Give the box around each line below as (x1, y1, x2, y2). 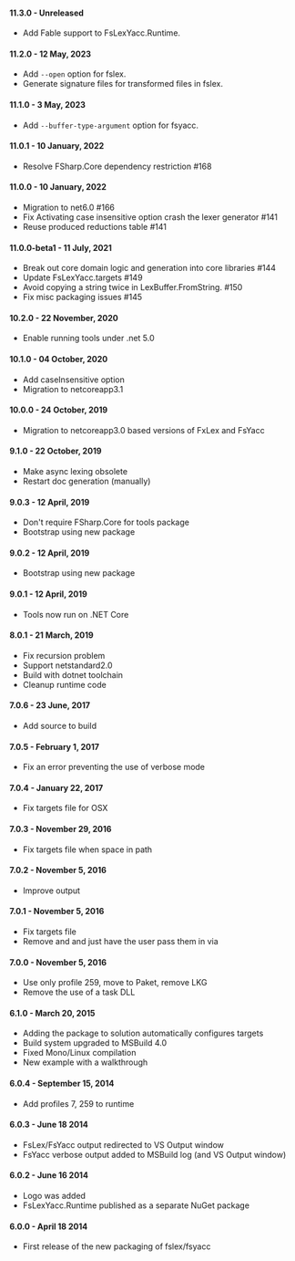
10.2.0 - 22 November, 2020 (9, 312, 118, 323)
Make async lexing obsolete (22, 466, 128, 477)
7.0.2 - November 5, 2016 (9, 865, 107, 876)
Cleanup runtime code (22, 679, 107, 690)
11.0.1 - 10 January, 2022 (9, 141, 105, 151)
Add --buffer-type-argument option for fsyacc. (22, 120, 198, 130)
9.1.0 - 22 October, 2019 (9, 445, 102, 456)
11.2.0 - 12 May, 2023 (9, 48, 92, 59)
